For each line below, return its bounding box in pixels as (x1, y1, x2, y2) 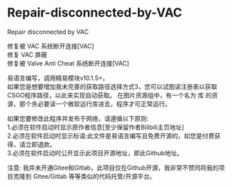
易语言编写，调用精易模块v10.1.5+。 (7, 74, 109, 82)
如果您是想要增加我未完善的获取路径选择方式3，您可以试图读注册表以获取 (7, 82, 217, 90)
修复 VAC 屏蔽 (7, 50, 47, 59)
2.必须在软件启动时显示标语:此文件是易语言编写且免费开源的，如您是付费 (7, 131, 215, 139)
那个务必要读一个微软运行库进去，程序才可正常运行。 (19, 99, 171, 108)
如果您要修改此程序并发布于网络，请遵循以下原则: (7, 114, 149, 122)
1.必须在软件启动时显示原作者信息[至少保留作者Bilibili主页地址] (7, 123, 185, 131)
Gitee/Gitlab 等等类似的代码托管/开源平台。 (33, 172, 156, 180)
